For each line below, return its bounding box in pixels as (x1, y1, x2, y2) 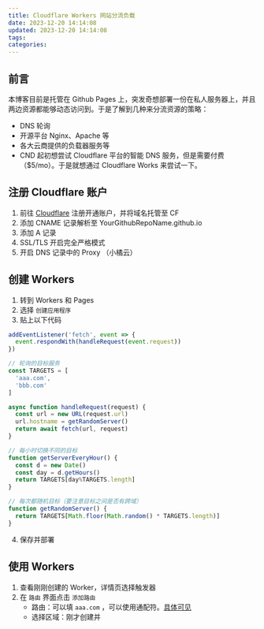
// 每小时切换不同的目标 (8, 446, 78, 454)
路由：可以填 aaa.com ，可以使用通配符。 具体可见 (31, 602, 191, 612)
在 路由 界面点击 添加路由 (19, 592, 96, 601)
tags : (8, 33, 26, 42)
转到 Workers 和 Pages (19, 295, 95, 304)
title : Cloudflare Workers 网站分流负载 (8, 11, 136, 20)
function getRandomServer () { (8, 505, 108, 513)
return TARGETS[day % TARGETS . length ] (15, 476, 136, 484)
